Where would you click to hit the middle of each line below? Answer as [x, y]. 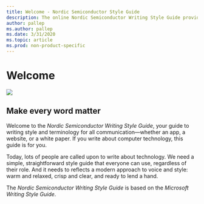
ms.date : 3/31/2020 [31, 35]
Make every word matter [54, 111]
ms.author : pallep [29, 29]
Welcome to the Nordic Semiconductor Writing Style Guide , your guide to [98, 125]
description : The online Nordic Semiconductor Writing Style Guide [93, 18]
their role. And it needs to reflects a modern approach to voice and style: [97, 169]
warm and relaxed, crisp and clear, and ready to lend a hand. [82, 176]
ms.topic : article [29, 40]
